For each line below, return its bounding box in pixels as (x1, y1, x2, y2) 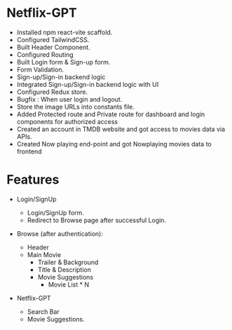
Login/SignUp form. (27, 208, 85, 216)
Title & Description (37, 265, 92, 274)
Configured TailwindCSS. (16, 35, 90, 43)
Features (6, 172, 60, 188)
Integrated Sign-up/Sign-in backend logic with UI (16, 80, 159, 88)
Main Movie (27, 250, 61, 259)
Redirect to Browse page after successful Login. (27, 216, 166, 224)
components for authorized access (16, 117, 118, 125)
